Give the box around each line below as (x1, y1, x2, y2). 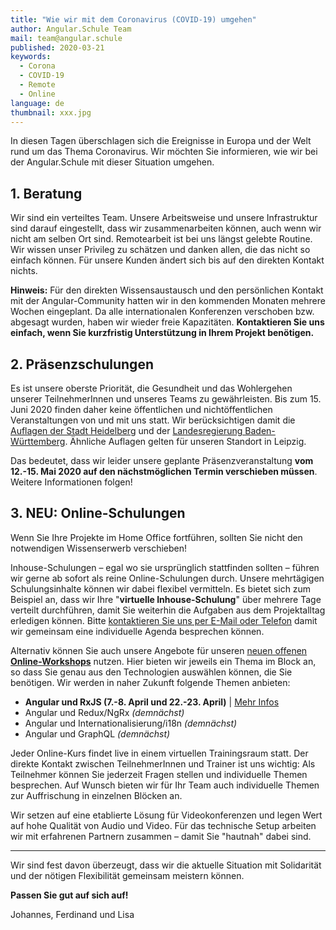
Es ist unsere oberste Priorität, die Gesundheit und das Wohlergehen (10, 382, 293, 394)
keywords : (10, 52, 52, 62)
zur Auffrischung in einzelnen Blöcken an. (10, 789, 183, 801)
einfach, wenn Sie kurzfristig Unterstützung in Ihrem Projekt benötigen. (10, 327, 315, 339)
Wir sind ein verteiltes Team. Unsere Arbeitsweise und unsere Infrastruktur (10, 212, 318, 224)
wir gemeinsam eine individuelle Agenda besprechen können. (10, 625, 265, 637)
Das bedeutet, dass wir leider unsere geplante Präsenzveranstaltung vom (10, 455, 314, 466)
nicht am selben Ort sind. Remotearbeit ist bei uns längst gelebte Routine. (10, 233, 313, 245)
